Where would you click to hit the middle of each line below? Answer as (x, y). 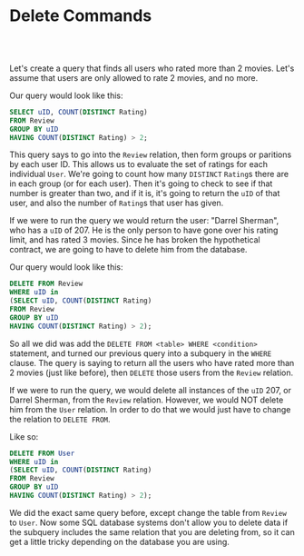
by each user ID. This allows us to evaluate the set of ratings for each (138, 164)
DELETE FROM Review (46, 284)
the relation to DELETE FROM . (60, 419)
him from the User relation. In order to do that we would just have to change (150, 409)
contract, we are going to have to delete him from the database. (128, 250)
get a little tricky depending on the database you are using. (119, 541)
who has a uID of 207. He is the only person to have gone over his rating (144, 230)
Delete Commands (81, 16)
